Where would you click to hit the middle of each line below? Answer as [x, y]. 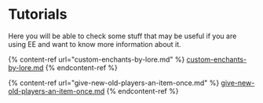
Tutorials [38, 14]
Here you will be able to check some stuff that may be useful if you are [122, 36]
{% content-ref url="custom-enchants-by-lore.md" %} [97, 59]
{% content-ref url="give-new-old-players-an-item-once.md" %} [114, 83]
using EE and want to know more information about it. [95, 44]
